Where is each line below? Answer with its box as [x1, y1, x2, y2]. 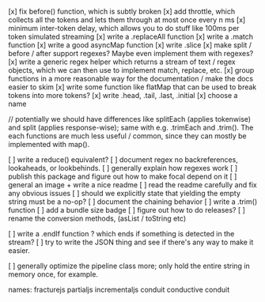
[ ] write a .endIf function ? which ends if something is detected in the [8, 229, 235, 238]
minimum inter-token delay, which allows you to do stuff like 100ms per [8, 24, 240, 32]
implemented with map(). [8, 140, 90, 149]
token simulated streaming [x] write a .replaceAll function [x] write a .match [8, 32, 253, 41]
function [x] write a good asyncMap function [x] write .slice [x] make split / [8, 40, 252, 50]
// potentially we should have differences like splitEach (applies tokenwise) [8, 115, 252, 123]
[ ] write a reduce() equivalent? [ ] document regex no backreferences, [8, 155, 239, 164]
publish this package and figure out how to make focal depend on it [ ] [8, 172, 237, 181]
